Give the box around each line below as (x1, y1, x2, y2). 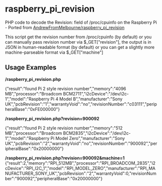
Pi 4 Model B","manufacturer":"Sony (50, 96, 123, 102)
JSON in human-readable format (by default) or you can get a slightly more (5, 44, 155, 50)
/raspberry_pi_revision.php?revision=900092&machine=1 (5, 155, 125, 161)
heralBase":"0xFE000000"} (5, 106, 60, 112)
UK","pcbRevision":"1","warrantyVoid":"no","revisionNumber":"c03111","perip (5, 101, 157, 107)
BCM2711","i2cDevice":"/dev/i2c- (63, 91, 129, 96)
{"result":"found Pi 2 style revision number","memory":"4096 (5, 86, 127, 92)
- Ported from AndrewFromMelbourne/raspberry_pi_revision (5, 24, 125, 30)
